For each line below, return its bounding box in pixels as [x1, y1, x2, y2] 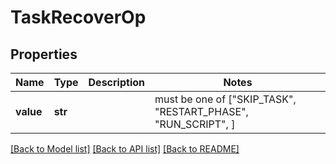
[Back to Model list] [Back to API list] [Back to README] [10, 143, 240, 155]
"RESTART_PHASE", [154, 105, 249, 118]
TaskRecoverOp [10, 6, 147, 29]
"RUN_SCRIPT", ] [154, 117, 236, 131]
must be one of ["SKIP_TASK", [154, 92, 297, 106]
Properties [10, 46, 78, 63]
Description [88, 76, 145, 89]
